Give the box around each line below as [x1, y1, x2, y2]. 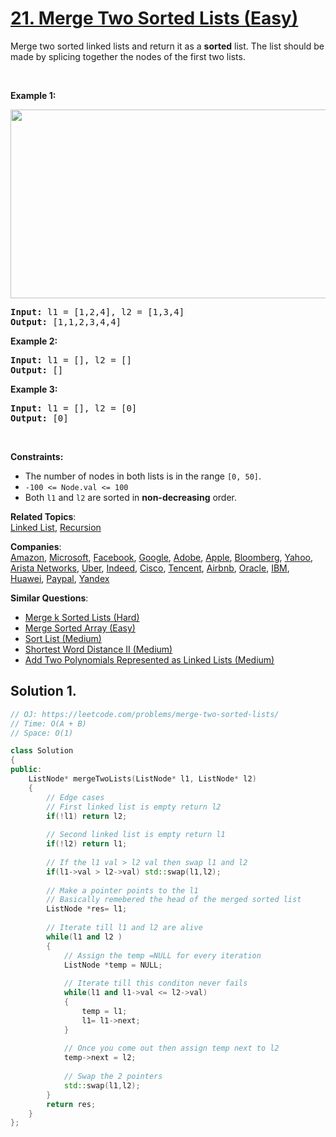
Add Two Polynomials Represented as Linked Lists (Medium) [24, 653, 275, 666]
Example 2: [10, 335, 58, 347]
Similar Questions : [10, 592, 89, 604]
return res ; [46, 1099, 97, 1109]
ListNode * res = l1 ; [46, 904, 128, 914]
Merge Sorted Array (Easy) [24, 622, 136, 634]
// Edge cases [46, 792, 105, 802]
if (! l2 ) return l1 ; [46, 839, 128, 849]
